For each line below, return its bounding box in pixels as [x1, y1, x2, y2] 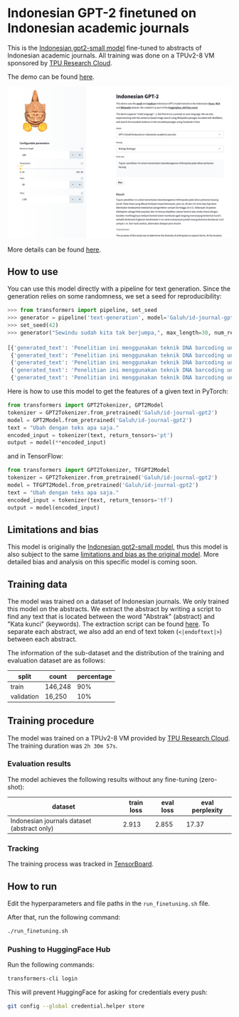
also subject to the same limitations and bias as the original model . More [7, 550, 219, 559]
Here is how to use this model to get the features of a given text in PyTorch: [7, 387, 228, 396]
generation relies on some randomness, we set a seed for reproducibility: [7, 292, 222, 301]
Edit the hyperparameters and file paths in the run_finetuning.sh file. [7, 899, 211, 908]
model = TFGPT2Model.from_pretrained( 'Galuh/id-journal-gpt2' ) [7, 482, 199, 489]
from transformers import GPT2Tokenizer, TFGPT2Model [7, 467, 171, 474]
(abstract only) [10, 824, 54, 832]
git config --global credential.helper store [7, 1003, 144, 1010]
